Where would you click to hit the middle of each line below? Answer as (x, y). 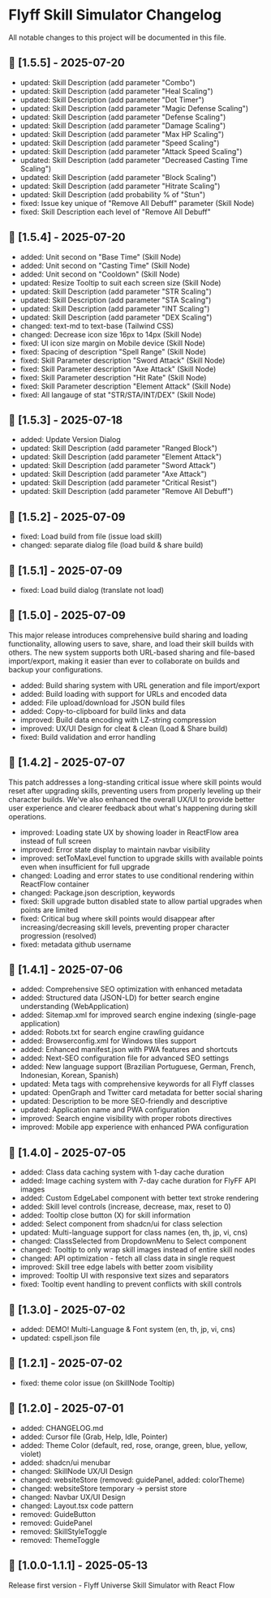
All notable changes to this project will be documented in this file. (118, 37)
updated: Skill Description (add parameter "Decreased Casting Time (134, 160)
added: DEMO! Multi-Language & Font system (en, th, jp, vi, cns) (128, 1330)
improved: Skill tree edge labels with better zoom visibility (116, 1267)
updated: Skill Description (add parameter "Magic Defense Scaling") (134, 108)
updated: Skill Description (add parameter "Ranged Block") (118, 449)
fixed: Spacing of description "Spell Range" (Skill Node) (113, 351)
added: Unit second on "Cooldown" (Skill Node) (100, 274)
